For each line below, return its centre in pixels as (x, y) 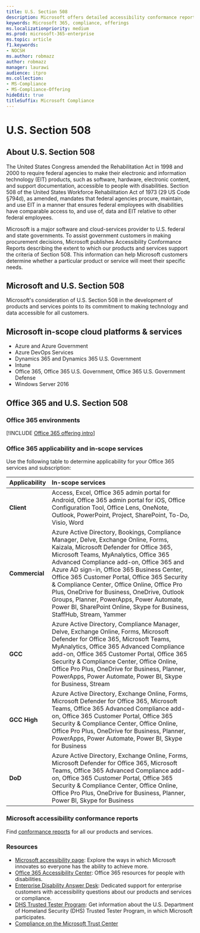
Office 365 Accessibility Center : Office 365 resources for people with (100, 873)
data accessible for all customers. (48, 313)
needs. (15, 267)
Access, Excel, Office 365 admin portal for (111, 492)
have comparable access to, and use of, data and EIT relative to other (91, 211)
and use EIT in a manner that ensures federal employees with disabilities (95, 204)
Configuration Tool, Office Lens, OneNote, (110, 507)
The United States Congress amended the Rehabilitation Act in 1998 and (95, 166)
